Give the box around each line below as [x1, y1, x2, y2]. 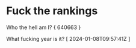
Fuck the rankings [6, 4, 98, 18]
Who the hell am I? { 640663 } [6, 24, 81, 31]
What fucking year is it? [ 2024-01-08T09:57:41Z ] [6, 35, 131, 42]
